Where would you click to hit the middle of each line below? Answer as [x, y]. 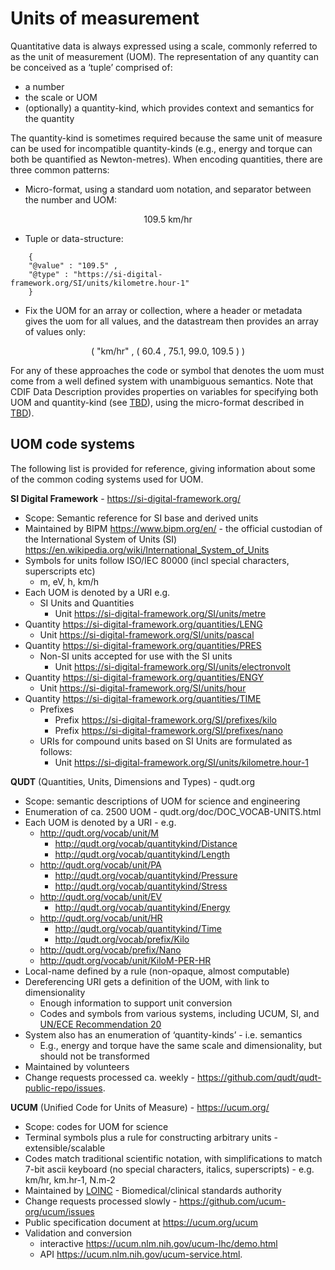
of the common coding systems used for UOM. [107, 479]
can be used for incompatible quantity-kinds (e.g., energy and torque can [161, 148]
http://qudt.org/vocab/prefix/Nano [110, 949]
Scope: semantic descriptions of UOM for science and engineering [162, 801]
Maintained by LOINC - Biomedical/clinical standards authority [153, 1190]
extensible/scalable [65, 1148]
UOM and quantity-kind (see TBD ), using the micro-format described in [157, 402]
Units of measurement [105, 18]
